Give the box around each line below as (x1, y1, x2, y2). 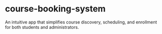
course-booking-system (5, 3, 106, 14)
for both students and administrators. (5, 24, 79, 30)
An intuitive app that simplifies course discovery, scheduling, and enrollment (5, 19, 157, 25)
